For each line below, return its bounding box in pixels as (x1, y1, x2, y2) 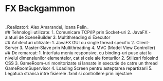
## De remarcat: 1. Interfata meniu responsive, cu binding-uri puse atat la (5, 49, 152, 56)
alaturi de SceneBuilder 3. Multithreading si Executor (5, 34, 110, 40)
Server (5, 45, 18, 50)
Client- (136, 39, 150, 45)
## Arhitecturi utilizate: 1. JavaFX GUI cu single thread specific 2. (5, 39, 135, 45)
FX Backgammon (5, 3, 75, 14)
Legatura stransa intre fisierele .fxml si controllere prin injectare (5, 70, 132, 76)
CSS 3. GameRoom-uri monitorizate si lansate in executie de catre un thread (5, 60, 158, 66)
